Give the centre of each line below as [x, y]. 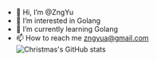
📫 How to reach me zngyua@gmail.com [82, 38]
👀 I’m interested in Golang [58, 21]
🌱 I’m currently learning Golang [67, 29]
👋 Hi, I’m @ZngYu [45, 12]
